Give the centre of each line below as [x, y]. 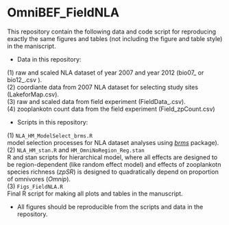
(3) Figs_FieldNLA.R [35, 186]
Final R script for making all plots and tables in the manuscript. [95, 194]
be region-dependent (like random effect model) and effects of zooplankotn [114, 164]
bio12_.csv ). [25, 79]
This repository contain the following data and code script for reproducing [112, 31]
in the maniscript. [32, 46]
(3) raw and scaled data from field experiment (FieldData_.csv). [97, 101]
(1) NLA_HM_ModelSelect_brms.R [50, 135]
